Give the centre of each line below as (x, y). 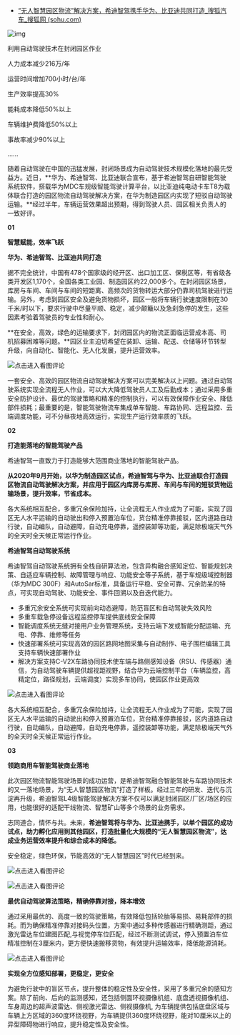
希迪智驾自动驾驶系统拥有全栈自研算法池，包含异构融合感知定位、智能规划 (117, 566)
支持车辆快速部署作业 (49, 652)
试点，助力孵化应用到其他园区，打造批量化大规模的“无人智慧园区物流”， (114, 831)
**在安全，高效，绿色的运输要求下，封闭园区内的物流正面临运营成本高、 (114, 332)
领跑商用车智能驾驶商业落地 (48, 765)
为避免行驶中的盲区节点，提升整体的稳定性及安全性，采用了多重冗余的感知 (117, 989)
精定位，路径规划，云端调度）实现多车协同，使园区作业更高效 (109, 679)
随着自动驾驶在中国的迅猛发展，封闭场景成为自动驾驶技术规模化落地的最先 (117, 169)
